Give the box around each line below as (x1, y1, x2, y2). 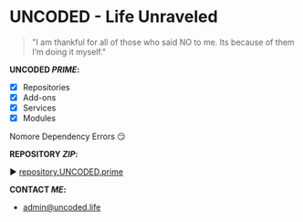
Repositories (22, 81, 70, 92)
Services (22, 102, 57, 113)
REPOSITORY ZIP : (9, 149, 78, 160)
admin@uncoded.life (22, 202, 101, 213)
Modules (22, 112, 57, 124)
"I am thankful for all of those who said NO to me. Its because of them (31, 37, 295, 48)
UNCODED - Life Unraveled (9, 6, 218, 27)
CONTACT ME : (9, 185, 67, 196)
